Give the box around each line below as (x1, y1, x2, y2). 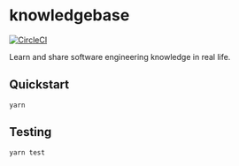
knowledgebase (9, 5, 130, 26)
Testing (9, 124, 52, 140)
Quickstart (9, 77, 70, 93)
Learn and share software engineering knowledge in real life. (9, 51, 231, 62)
